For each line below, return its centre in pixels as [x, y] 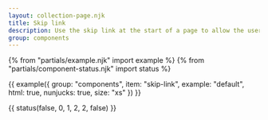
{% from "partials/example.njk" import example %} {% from [106, 60]
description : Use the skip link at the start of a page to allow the [126, 30]
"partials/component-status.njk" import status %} [90, 69]
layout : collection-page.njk [57, 15]
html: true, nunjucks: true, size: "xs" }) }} [75, 93]
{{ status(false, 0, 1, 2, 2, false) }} [63, 108]
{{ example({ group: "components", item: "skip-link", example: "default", [126, 84]
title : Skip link [37, 23]
